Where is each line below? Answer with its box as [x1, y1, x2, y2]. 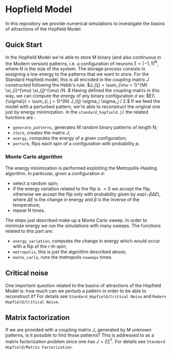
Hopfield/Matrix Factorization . [5, 344, 73, 350]
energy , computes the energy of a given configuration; [12, 135, 127, 141]
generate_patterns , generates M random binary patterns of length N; [12, 124, 158, 130]
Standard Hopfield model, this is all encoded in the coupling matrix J [5, 76, 149, 83]
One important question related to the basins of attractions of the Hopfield [5, 282, 161, 288]
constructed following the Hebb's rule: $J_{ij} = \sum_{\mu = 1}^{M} [5, 82, 148, 88]
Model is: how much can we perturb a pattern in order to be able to [5, 288, 146, 294]
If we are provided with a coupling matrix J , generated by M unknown [5, 327, 152, 333]
